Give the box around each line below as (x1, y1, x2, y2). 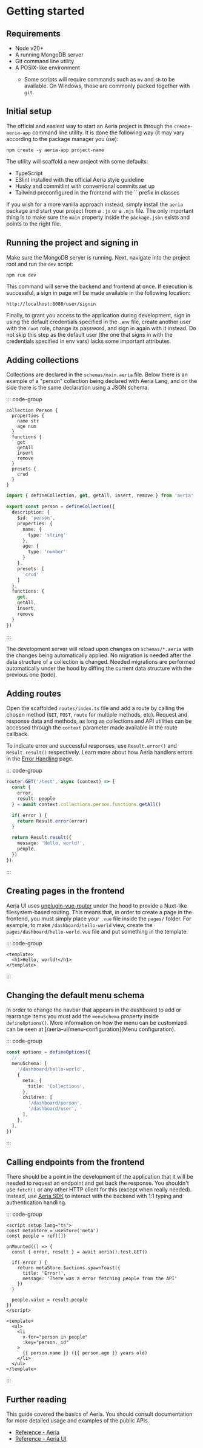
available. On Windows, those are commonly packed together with (24, 82, 190, 89)
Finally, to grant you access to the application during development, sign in (6, 311, 191, 319)
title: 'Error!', (22, 1270, 67, 1277)
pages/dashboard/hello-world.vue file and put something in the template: (6, 928, 188, 935)
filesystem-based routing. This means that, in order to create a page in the (6, 908, 192, 915)
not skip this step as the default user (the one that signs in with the (6, 331, 173, 338)
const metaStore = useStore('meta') (6, 1228, 99, 1234)
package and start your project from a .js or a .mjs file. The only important (6, 207, 194, 214)
